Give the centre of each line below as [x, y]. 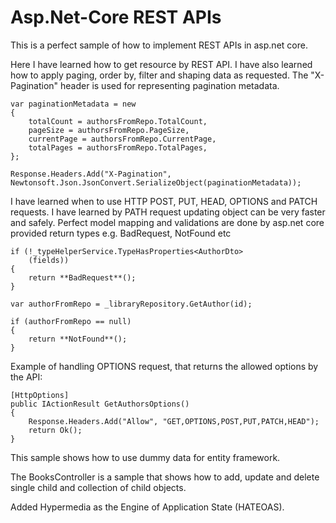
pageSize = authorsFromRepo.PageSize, [109, 130]
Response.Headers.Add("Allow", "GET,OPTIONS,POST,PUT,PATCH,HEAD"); [174, 421]
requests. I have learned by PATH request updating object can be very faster [168, 212]
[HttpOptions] [40, 395]
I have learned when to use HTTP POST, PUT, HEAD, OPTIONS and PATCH [164, 201]
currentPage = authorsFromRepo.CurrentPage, [122, 139]
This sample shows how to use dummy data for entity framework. [145, 457]
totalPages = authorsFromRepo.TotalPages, [118, 147]
